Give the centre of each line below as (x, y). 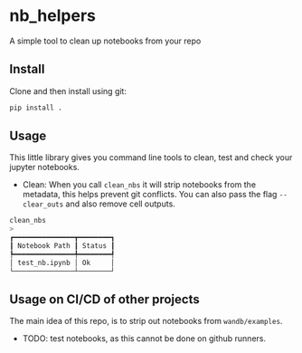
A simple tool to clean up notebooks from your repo (105, 41)
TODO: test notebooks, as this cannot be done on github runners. (144, 339)
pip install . (36, 108)
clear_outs (43, 205)
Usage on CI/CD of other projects (105, 299)
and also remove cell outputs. (121, 204)
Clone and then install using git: (68, 91)
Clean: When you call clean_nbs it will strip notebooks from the (139, 185)
